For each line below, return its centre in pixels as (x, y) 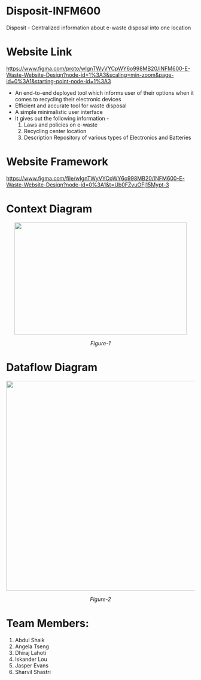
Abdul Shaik (30, 640)
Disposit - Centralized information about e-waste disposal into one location (99, 28)
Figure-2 (100, 599)
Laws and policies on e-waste (60, 125)
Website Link (39, 52)
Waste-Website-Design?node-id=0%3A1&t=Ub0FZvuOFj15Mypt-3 (88, 185)
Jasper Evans (32, 665)
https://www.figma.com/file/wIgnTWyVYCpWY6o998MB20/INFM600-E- (96, 178)
